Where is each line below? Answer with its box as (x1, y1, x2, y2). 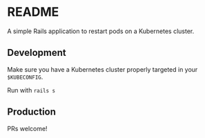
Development (7, 47, 67, 59)
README (7, 4, 59, 20)
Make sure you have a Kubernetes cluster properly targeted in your (7, 65, 198, 73)
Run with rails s (7, 86, 56, 94)
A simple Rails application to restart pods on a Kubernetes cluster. (7, 27, 195, 35)
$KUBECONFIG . (7, 72, 43, 81)
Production (7, 106, 57, 118)
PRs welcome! (7, 124, 48, 132)
